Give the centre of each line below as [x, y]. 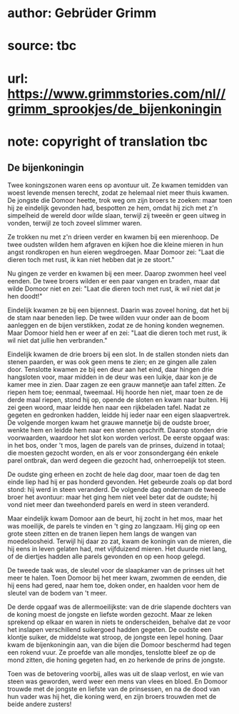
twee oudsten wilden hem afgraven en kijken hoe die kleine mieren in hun [115, 244]
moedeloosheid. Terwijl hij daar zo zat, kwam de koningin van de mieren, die [119, 541]
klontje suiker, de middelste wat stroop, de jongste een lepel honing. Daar [115, 637]
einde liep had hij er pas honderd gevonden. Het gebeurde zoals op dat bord [120, 482]
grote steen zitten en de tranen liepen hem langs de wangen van [102, 533]
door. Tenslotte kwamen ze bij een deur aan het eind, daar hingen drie [110, 369]
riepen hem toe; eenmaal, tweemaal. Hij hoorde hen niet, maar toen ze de [115, 392]
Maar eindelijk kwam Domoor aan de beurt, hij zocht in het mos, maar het [115, 518]
